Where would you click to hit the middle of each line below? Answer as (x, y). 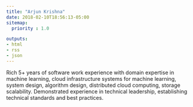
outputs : (17, 39)
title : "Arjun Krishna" (36, 12)
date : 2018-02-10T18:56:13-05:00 (48, 17)
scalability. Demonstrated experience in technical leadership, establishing (97, 91)
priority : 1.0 (30, 28)
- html (14, 45)
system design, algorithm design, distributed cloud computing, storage (93, 85)
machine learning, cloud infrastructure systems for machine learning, (91, 78)
